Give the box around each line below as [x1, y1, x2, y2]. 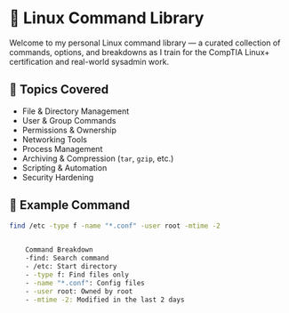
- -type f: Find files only [25, 270, 129, 279]
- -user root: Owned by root [25, 286, 133, 296]
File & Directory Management [21, 106, 130, 116]
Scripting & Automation [21, 162, 108, 173]
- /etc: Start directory [25, 262, 117, 271]
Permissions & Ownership [21, 124, 117, 135]
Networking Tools [21, 133, 87, 145]
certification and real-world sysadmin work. [9, 56, 170, 67]
